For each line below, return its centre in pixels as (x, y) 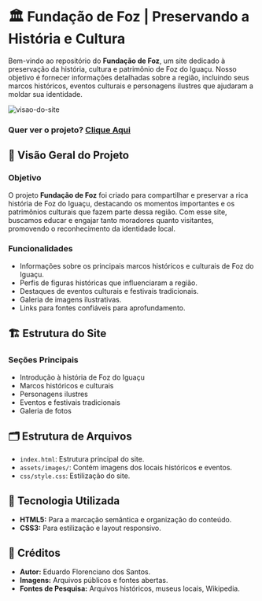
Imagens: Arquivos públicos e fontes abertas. (94, 580)
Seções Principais (43, 360)
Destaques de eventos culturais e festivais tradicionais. (109, 291)
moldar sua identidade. (45, 94)
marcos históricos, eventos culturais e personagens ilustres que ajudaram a (131, 86)
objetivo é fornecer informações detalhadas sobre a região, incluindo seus (129, 77)
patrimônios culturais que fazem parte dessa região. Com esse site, (118, 212)
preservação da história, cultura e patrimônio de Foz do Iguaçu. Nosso (123, 69)
